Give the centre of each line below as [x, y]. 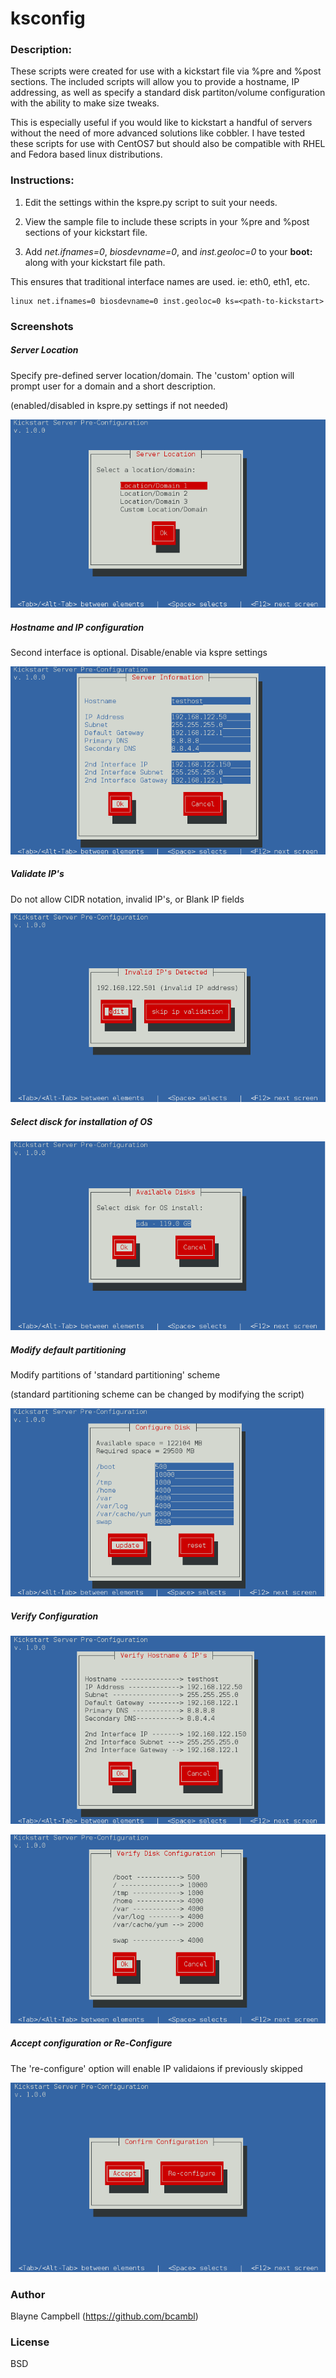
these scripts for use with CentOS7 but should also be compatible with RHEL [168, 144]
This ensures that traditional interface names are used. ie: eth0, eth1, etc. [160, 281]
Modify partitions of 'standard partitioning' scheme [115, 1375]
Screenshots [42, 326]
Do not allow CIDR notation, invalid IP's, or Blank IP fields [127, 899]
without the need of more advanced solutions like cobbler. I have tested [157, 133]
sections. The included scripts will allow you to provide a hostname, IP [155, 82]
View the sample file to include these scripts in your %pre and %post [167, 221]
